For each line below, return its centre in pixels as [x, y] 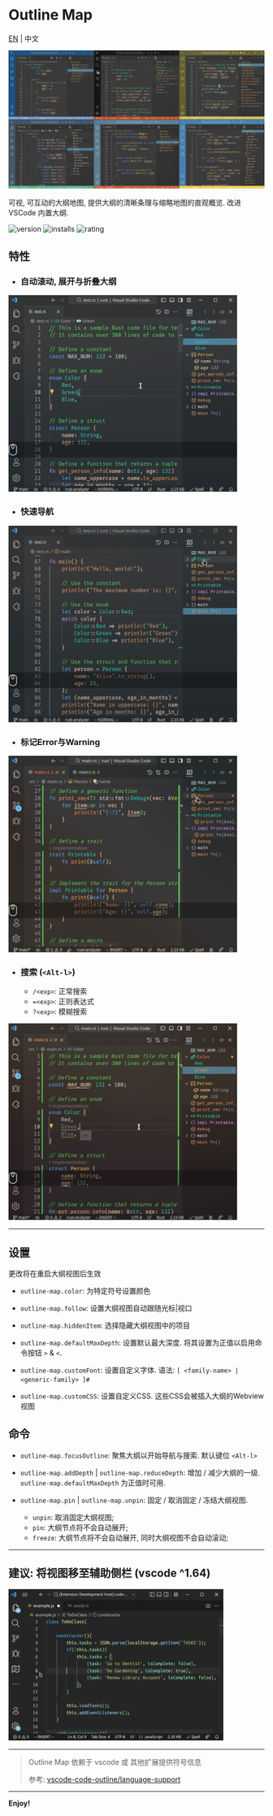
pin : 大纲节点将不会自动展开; [80, 1527]
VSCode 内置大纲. [39, 212]
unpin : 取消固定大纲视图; [73, 1517]
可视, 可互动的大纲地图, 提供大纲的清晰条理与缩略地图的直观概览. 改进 [125, 202]
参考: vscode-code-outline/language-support [104, 1779]
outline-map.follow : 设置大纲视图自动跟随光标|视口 [106, 1308]
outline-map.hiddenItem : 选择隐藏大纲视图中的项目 [105, 1325]
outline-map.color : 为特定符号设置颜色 [85, 1291]
